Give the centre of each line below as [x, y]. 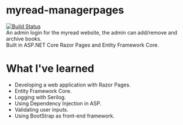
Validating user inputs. [42, 109]
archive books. [24, 39]
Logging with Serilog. [40, 97]
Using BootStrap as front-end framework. [65, 116]
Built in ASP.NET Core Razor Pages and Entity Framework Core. [82, 45]
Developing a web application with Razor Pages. [72, 85]
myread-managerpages [65, 10]
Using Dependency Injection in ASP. [58, 103]
